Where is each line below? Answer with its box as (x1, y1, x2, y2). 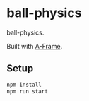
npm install (6, 81, 42, 88)
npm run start (6, 88, 49, 95)
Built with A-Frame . (6, 42, 63, 50)
